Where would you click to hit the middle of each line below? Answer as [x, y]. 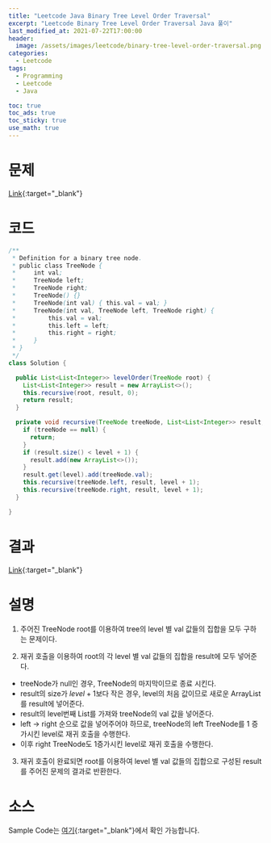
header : [21, 38]
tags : [17, 69]
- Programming [39, 76]
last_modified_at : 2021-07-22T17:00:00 [75, 31]
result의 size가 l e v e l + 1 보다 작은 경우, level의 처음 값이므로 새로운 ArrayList [140, 693]
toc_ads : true [32, 113]
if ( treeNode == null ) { [65, 430]
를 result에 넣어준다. [52, 703]
